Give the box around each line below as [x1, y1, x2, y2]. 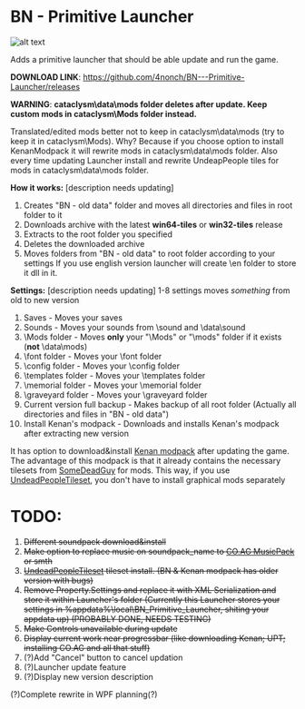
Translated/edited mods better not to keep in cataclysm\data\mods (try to [10, 125, 285, 137]
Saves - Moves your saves [23, 311, 123, 323]
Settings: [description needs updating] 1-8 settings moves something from [10, 284, 290, 296]
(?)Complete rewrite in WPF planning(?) [10, 688, 158, 700]
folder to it [23, 209, 63, 220]
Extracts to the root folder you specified [23, 229, 173, 240]
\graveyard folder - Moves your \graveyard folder [23, 389, 208, 400]
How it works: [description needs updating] [10, 182, 174, 192]
